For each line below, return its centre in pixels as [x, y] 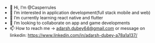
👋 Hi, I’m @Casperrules [33, 7]
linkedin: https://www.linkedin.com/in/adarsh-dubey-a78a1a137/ [73, 35]
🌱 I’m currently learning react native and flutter [56, 18]
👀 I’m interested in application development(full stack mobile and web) [80, 13]
